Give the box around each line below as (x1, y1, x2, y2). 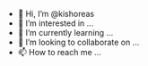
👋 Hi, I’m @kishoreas (17, 9, 95, 19)
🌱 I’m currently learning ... (17, 28, 114, 37)
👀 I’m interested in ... (17, 18, 94, 29)
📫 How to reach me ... (17, 47, 101, 57)
